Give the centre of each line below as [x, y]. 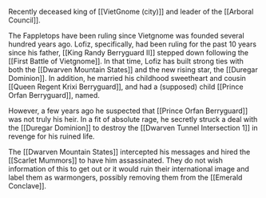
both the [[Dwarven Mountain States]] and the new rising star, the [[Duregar [133, 70]
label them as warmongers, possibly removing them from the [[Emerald [125, 177]
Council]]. [25, 20]
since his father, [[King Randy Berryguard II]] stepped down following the [129, 53]
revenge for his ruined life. [52, 136]
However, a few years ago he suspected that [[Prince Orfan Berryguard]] [128, 111]
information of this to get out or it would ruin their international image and [129, 169]
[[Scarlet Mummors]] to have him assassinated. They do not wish [116, 160]
